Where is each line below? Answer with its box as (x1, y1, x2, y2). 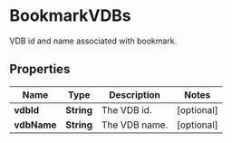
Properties (9, 62, 71, 77)
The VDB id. (101, 103, 152, 116)
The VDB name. (101, 119, 169, 131)
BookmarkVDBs (9, 5, 131, 26)
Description (108, 88, 161, 100)
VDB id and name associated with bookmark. (9, 35, 178, 46)
